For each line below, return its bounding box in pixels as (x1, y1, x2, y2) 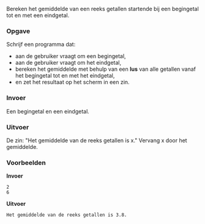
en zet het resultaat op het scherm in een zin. (15, 79, 130, 86)
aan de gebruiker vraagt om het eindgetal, (15, 59, 121, 67)
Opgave (6, 27, 31, 35)
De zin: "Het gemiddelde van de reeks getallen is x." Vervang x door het (6, 137, 188, 144)
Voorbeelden (6, 158, 46, 167)
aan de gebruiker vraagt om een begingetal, (15, 52, 127, 60)
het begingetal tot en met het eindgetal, (15, 72, 115, 79)
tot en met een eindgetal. (6, 12, 70, 19)
